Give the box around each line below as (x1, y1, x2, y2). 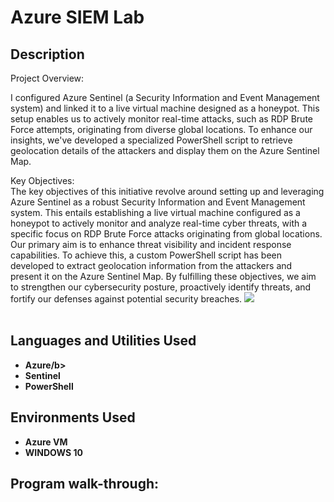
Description (10, 46, 85, 63)
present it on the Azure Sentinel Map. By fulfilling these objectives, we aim (10, 271, 317, 282)
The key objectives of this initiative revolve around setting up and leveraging (10, 186, 325, 197)
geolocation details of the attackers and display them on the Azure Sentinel (10, 145, 320, 156)
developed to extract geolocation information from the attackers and (10, 260, 293, 271)
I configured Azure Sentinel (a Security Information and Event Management (10, 92, 320, 103)
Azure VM (24, 436, 68, 448)
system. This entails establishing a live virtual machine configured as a (10, 207, 301, 218)
